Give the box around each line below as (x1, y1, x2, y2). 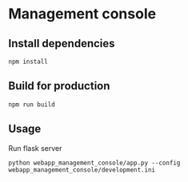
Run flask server (8, 143, 62, 152)
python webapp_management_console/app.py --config (8, 159, 181, 167)
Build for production (8, 79, 110, 93)
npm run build (8, 101, 56, 109)
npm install (8, 57, 48, 65)
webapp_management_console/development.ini (8, 165, 156, 174)
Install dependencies (8, 37, 115, 50)
